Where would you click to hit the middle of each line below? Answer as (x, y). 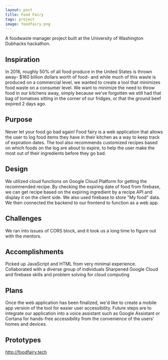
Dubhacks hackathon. (28, 44)
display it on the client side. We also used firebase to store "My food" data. (83, 197)
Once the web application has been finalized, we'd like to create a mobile (81, 303)
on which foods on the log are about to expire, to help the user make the (80, 148)
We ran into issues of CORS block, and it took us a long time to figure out (81, 230)
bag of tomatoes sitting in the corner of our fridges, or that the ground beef (83, 98)
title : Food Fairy (24, 15)
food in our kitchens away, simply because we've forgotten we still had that (83, 93)
